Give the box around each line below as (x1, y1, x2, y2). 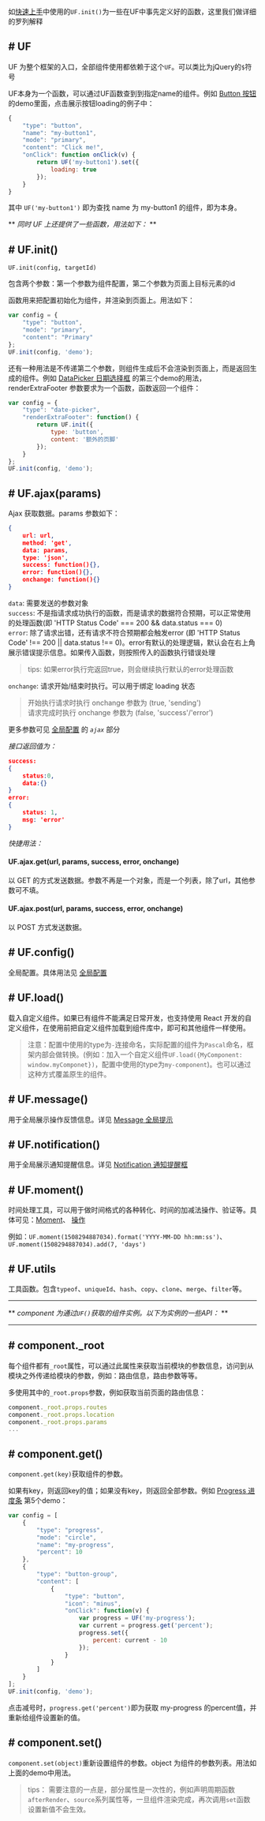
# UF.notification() (8, 1137, 101, 1151)
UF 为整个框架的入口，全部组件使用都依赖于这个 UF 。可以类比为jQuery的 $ (8, 62, 246, 71)
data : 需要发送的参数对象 (8, 598, 89, 608)
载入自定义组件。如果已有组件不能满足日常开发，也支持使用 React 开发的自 (8, 1013, 252, 1022)
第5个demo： (23, 1496, 68, 1505)
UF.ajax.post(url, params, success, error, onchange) (8, 904, 184, 913)
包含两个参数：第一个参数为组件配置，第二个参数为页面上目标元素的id (8, 279, 235, 288)
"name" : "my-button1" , (22, 129, 97, 137)
